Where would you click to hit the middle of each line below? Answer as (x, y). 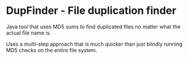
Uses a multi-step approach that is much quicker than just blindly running (94, 44)
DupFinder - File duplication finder (91, 11)
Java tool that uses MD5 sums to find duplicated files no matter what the (93, 27)
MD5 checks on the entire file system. (52, 50)
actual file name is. (29, 32)
